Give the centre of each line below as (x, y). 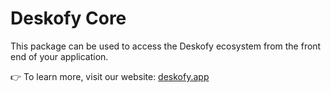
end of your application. (59, 56)
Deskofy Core (68, 18)
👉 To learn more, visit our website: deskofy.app (110, 76)
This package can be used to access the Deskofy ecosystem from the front (166, 46)
